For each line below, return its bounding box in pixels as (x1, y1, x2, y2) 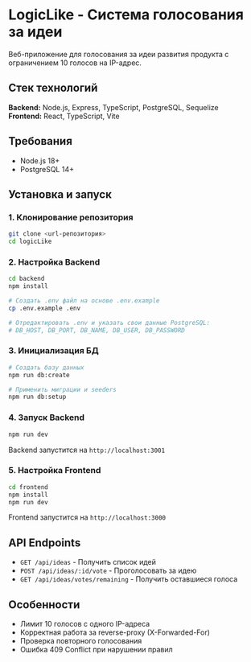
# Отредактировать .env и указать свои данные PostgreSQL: (8, 319, 211, 327)
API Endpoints (8, 536, 81, 549)
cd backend (8, 275, 45, 283)
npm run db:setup (8, 393, 67, 401)
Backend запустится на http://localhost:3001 (8, 445, 166, 454)
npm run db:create (8, 371, 70, 379)
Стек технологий (8, 81, 98, 95)
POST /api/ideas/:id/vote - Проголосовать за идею (19, 565, 197, 576)
